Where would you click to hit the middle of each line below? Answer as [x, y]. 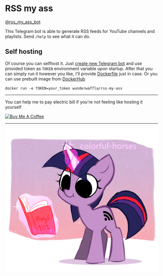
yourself [13, 107]
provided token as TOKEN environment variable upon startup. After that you [79, 68]
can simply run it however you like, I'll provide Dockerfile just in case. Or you [81, 74]
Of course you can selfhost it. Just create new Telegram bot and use [73, 63]
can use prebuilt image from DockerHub [45, 79]
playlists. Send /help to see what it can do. [48, 36]
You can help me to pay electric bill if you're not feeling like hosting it [74, 102]
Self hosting [24, 52]
